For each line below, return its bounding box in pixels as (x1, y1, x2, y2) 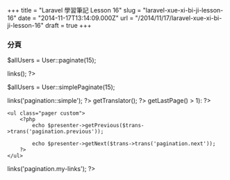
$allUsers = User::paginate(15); (7, 56, 97, 65)
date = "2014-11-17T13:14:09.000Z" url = (17, 14, 134, 22)
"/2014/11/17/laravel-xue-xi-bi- (135, 14, 222, 22)
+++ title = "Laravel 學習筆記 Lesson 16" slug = (7, 6, 142, 14)
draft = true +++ (44, 22, 92, 29)
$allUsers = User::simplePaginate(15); (7, 83, 115, 92)
